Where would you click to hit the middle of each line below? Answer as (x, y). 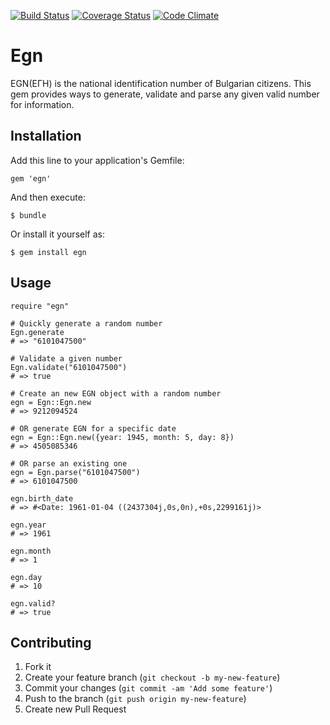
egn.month (31, 551)
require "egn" (40, 306)
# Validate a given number (66, 358)
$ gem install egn (48, 252)
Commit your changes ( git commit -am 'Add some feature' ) (148, 688)
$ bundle (28, 215)
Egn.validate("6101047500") (69, 367)
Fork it (38, 667)
